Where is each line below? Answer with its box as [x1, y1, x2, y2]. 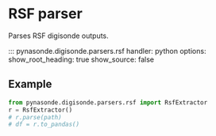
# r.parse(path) [8, 113, 62, 121]
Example [8, 77, 52, 91]
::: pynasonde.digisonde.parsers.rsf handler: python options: [8, 46, 206, 55]
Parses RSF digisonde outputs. [8, 31, 109, 40]
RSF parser [8, 5, 83, 23]
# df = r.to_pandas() [8, 120, 80, 129]
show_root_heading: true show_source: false [8, 55, 155, 64]
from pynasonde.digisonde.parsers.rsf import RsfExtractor [8, 98, 208, 107]
